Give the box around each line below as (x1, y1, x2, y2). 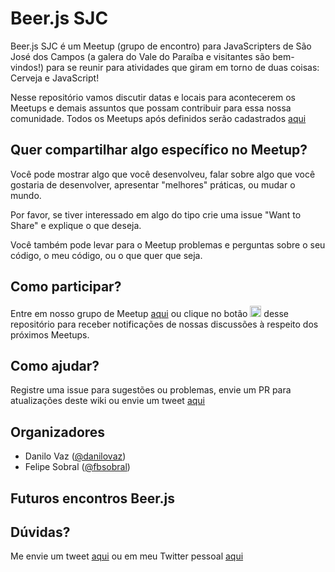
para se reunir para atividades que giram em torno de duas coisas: (45, 61, 320, 73)
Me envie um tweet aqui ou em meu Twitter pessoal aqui (10, 550, 244, 562)
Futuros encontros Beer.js (10, 490, 175, 507)
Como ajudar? (10, 357, 100, 374)
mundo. (10, 189, 42, 201)
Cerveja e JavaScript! (10, 72, 100, 84)
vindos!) (10, 61, 45, 73)
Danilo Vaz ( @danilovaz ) (24, 450, 127, 462)
